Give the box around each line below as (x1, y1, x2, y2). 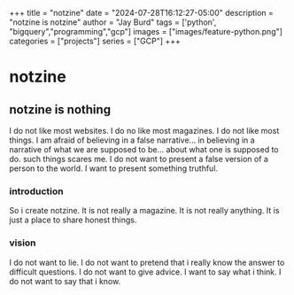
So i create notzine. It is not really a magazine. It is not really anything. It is (9, 206, 280, 216)
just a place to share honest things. (9, 214, 137, 225)
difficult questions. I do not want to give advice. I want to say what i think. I (9, 266, 282, 277)
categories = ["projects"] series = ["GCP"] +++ (9, 35, 182, 46)
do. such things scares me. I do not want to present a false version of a (9, 154, 268, 164)
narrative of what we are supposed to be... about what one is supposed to (9, 144, 279, 154)
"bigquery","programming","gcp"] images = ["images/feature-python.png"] (9, 27, 283, 36)
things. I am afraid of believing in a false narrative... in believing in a (9, 135, 255, 145)
